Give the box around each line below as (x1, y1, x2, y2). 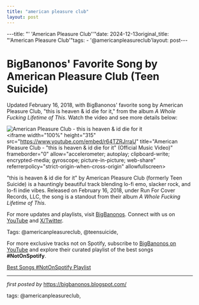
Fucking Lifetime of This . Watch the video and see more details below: (6, 114, 178, 121)
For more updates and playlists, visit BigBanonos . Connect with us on (6, 211, 175, 218)
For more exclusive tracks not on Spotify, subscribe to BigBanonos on (6, 240, 177, 247)
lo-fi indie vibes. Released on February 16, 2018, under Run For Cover (6, 187, 176, 194)
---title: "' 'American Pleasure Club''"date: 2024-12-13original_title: (6, 30, 169, 37)
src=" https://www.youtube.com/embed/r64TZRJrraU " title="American (6, 138, 178, 145)
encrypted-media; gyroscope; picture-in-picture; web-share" (6, 157, 156, 164)
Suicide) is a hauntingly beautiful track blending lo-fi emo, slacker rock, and (6, 181, 191, 188)
